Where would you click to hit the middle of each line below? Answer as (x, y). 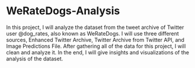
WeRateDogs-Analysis (63, 11)
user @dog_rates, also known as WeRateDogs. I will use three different (92, 33)
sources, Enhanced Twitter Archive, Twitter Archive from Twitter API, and (95, 40)
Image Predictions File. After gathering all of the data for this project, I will (96, 46)
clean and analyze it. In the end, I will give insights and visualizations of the (98, 52)
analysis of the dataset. (35, 59)
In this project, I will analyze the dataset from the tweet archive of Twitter (95, 27)
